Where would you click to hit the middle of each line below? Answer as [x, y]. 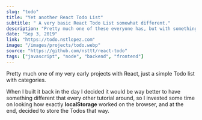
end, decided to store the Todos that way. [58, 110]
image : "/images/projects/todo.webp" [54, 46]
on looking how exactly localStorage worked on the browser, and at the [95, 104]
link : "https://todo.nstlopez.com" [51, 40]
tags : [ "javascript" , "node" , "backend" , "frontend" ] [75, 56]
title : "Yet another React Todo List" [55, 17]
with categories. [26, 80]
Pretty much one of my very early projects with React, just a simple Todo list [101, 73]
